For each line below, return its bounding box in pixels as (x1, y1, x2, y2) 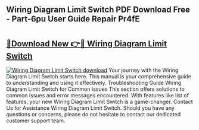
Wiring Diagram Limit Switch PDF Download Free (6, 5, 191, 15)
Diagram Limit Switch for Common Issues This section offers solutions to (6, 85, 185, 93)
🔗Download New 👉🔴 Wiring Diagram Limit (6, 39, 167, 49)
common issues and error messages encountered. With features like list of (6, 92, 189, 99)
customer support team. (6, 117, 66, 124)
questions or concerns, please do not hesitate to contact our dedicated (6, 111, 181, 118)
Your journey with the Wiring (108, 66, 179, 74)
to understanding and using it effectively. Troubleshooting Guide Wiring (6, 80, 182, 86)
